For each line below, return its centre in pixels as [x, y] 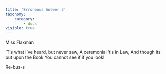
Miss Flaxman [20, 42]
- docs [30, 24]
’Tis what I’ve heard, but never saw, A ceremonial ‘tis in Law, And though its [83, 52]
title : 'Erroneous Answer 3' [36, 10]
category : [25, 19]
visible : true [20, 28]
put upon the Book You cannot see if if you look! [55, 57]
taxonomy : [16, 14]
